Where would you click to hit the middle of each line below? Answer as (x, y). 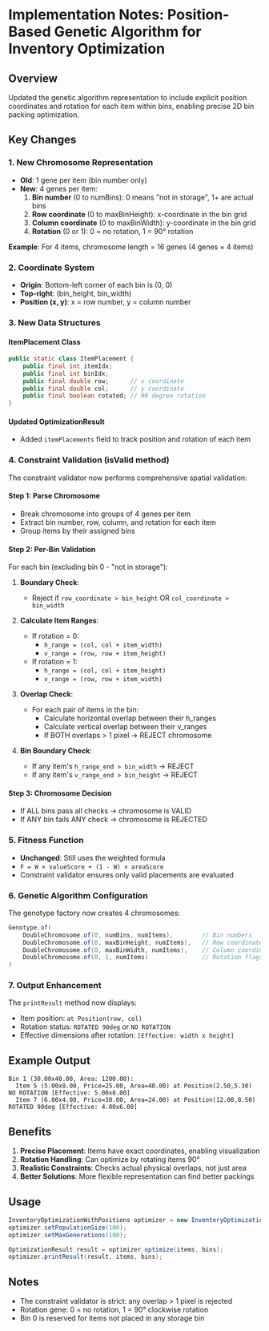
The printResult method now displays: (73, 1002)
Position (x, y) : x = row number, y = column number (105, 301)
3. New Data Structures (55, 322)
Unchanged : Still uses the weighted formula (92, 857)
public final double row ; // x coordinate (103, 381)
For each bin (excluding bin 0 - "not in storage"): (88, 567)
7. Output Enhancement (55, 986)
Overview (33, 78)
